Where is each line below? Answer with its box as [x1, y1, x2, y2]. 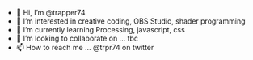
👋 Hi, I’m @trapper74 [15, 8, 86, 17]
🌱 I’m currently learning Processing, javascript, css [15, 25, 186, 34]
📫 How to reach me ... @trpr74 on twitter [15, 43, 154, 52]
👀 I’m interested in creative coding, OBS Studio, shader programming [15, 16, 246, 26]
